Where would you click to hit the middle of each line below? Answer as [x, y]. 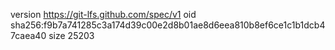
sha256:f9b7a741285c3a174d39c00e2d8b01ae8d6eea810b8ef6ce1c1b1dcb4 [168, 25]
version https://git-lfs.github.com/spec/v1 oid [103, 14]
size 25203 [71, 35]
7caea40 [28, 35]
